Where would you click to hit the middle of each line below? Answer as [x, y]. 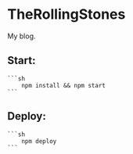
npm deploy [39, 141]
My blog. [22, 36]
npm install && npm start [64, 85]
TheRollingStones [66, 14]
